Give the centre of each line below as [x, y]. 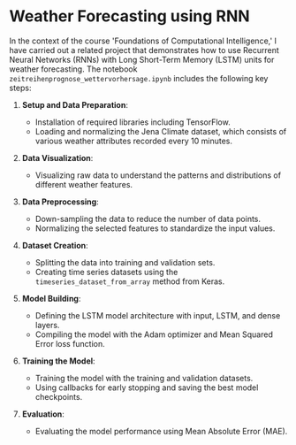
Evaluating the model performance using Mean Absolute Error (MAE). [161, 431]
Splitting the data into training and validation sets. [125, 262]
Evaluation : [43, 414]
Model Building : [51, 298]
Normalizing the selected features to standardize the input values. [155, 228]
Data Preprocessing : [60, 202]
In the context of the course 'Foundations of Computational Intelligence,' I [143, 41]
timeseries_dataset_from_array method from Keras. [130, 281]
